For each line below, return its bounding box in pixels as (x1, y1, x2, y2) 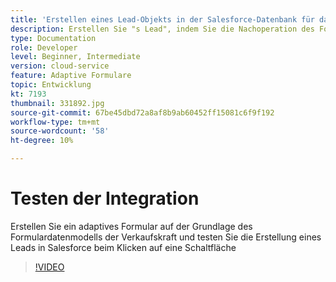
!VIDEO (34, 261, 65, 273)
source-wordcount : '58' (10, 126, 110, 136)
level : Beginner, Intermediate (10, 52, 141, 62)
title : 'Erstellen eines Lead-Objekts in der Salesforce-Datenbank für (10, 14, 315, 25)
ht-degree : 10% (10, 136, 74, 146)
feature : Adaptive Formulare (10, 71, 132, 81)
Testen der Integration (10, 187, 200, 210)
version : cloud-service (10, 61, 110, 71)
